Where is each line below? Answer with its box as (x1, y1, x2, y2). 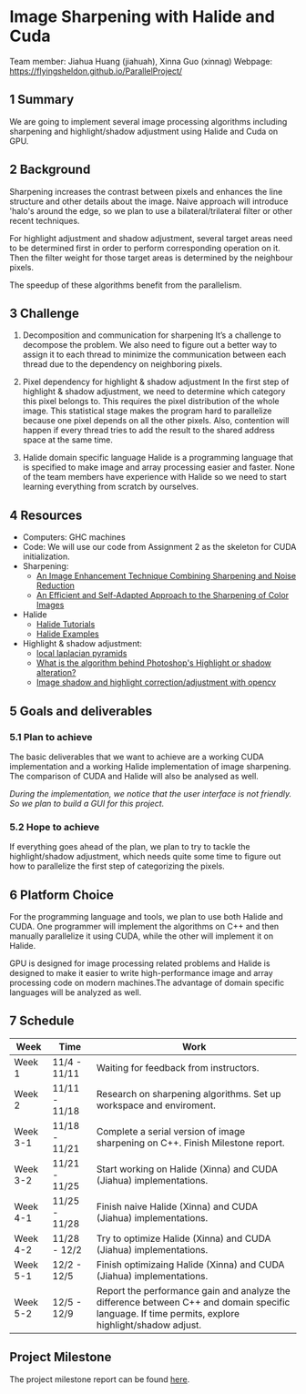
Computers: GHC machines (22, 532, 126, 543)
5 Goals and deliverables (9, 703, 153, 718)
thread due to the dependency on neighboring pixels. (22, 359, 223, 370)
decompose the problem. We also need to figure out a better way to (22, 340, 278, 351)
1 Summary (9, 92, 75, 107)
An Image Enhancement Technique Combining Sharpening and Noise (36, 571, 297, 582)
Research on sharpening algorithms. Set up (96, 1087, 281, 1100)
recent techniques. (9, 215, 80, 226)
